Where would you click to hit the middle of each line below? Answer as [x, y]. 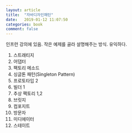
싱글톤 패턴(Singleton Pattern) [44, 74]
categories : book [24, 24]
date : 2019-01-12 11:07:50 [37, 19]
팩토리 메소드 [26, 68]
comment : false [22, 29]
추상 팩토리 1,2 [28, 94]
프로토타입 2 [26, 81]
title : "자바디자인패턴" [30, 15]
